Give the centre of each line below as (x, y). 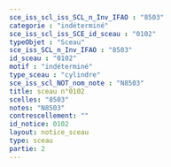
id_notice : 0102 (39, 125)
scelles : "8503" (39, 99)
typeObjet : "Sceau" (47, 42)
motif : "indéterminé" (51, 67)
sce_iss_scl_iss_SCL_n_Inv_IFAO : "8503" (87, 17)
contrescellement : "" (49, 116)
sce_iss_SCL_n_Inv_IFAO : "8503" (71, 50)
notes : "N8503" (37, 108)
